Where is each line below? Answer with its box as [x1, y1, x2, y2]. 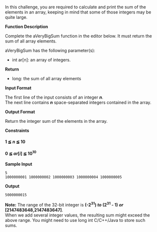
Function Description [5, 24, 48, 29]
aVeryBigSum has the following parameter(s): [5, 48, 96, 53]
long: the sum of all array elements [12, 76, 81, 81]
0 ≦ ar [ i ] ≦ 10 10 [5, 150, 37, 156]
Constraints [5, 128, 29, 133]
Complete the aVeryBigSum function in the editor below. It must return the [5, 33, 152, 39]
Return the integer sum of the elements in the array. [5, 118, 108, 124]
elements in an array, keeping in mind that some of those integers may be [5, 9, 151, 15]
